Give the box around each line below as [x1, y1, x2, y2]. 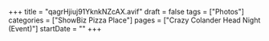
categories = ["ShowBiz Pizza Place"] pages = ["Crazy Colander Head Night [8, 15, 261, 25]
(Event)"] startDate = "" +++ [8, 24, 102, 33]
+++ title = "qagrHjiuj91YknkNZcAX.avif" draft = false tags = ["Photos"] [8, 7, 245, 16]
